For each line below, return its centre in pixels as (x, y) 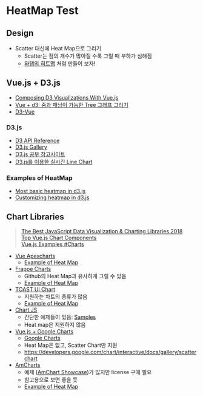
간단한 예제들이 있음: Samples (60, 317)
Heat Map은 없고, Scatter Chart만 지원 (71, 345)
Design (20, 33)
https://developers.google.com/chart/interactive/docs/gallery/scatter (110, 352)
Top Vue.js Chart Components (59, 238)
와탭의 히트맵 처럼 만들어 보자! (60, 63)
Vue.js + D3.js (33, 83)
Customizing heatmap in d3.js (52, 197)
